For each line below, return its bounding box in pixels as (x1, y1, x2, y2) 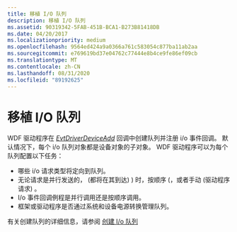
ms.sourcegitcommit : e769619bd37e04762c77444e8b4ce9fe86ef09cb (7, 50, 198, 57)
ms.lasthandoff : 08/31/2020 (7, 70, 91, 77)
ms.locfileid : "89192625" (7, 76, 83, 84)
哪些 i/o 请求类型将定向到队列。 (17, 167, 110, 175)
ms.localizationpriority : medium (7, 37, 106, 44)
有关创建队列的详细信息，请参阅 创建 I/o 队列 (7, 217, 139, 226)
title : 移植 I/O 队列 (7, 10, 67, 18)
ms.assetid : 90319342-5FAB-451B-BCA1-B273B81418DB (7, 23, 160, 31)
